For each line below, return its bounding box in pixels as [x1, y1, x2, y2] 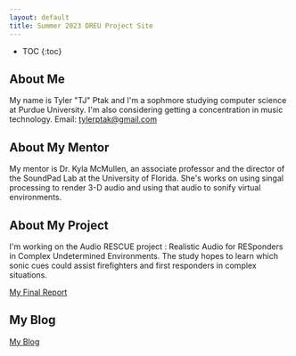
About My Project [9, 217, 109, 232]
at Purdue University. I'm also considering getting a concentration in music [9, 104, 284, 116]
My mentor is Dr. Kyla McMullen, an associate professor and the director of [9, 164, 285, 174]
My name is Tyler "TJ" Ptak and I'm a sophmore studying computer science [9, 95, 287, 106]
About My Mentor [9, 140, 110, 155]
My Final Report [9, 287, 68, 297]
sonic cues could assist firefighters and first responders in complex [9, 260, 257, 271]
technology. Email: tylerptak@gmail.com [9, 114, 158, 125]
